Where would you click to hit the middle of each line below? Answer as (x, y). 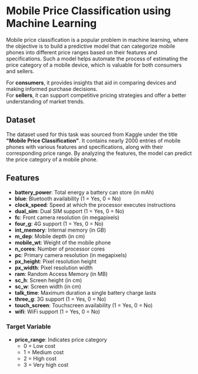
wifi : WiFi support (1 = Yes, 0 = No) (57, 311)
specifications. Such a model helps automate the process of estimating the (97, 58)
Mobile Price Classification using (88, 11)
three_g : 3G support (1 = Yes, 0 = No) (60, 299)
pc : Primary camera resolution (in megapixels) (71, 255)
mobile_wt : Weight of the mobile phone (62, 242)
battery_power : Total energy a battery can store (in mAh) (84, 192)
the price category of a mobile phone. (52, 159)
